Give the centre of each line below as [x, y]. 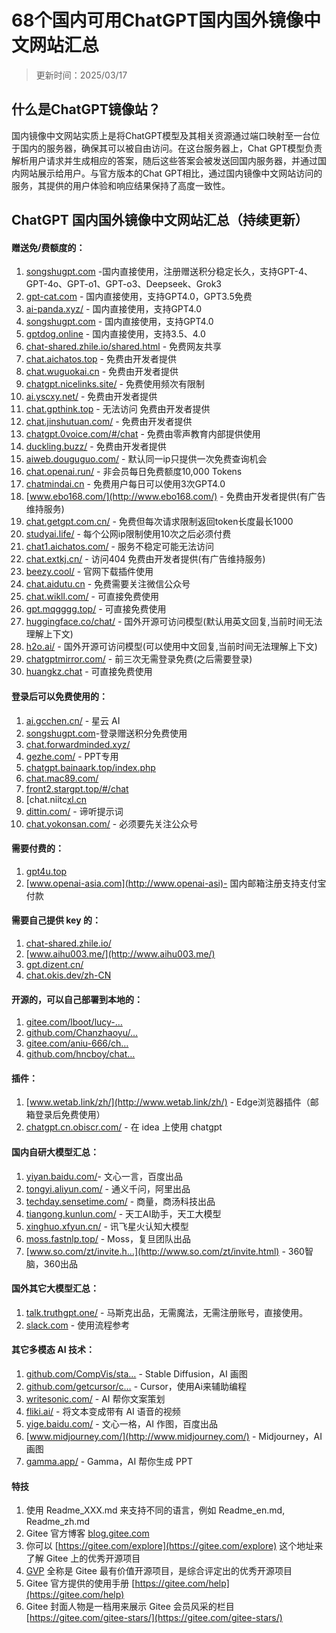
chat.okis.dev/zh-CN [68, 975]
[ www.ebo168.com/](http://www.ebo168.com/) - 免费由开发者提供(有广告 [175, 497]
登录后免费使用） [70, 1115]
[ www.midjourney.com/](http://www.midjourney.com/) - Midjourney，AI [174, 1436]
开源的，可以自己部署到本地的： [77, 999]
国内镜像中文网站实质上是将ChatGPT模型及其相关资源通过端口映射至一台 [161, 135]
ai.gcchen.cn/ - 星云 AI [73, 720]
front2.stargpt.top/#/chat [77, 788]
